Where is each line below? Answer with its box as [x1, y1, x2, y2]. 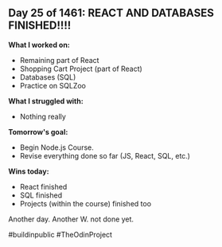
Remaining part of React [19, 55, 99, 65]
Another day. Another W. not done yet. [8, 214, 134, 224]
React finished [19, 182, 68, 191]
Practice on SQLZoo [19, 80, 86, 90]
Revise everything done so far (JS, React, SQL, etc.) [19, 151, 191, 160]
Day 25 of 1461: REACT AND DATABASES [8, 6, 215, 20]
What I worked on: [8, 40, 70, 49]
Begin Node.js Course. [19, 143, 94, 152]
